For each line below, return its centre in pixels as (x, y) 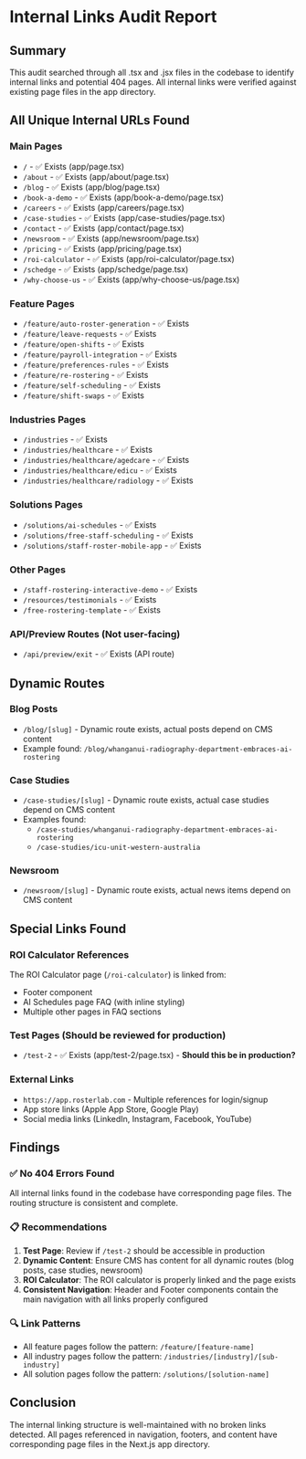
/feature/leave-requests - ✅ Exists (90, 333)
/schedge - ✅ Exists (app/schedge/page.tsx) (106, 269)
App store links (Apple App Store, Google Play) (111, 1109)
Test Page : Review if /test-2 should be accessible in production (143, 1250)
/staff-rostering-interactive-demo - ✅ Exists (110, 589)
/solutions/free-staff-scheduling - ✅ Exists (108, 535)
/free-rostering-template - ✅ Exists (92, 610)
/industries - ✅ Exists (65, 439)
